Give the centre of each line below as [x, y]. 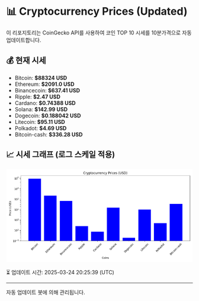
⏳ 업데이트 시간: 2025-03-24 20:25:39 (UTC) [60, 272]
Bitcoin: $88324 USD [41, 78]
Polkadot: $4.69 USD [41, 128]
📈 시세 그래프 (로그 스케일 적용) [61, 155]
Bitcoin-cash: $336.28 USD [49, 135]
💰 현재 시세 [26, 61]
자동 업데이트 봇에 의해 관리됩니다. [46, 292]
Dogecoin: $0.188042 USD [48, 116]
